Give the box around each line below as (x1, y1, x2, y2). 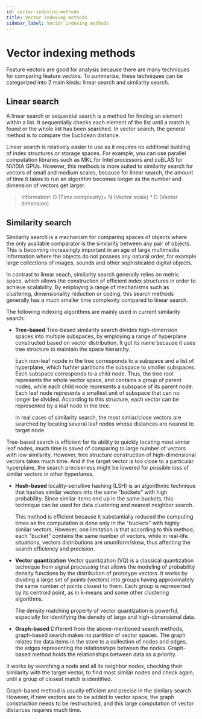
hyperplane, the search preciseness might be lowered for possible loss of (6, 464, 189, 471)
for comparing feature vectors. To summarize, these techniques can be (6, 72, 183, 80)
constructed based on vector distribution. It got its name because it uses (14, 339, 196, 346)
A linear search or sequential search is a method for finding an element (6, 112, 183, 120)
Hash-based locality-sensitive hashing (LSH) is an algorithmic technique (14, 482, 196, 489)
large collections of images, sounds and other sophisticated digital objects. (6, 259, 193, 266)
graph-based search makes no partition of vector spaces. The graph (14, 631, 186, 639)
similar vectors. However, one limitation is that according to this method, (14, 526, 195, 533)
